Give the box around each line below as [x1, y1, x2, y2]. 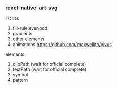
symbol [12, 72, 28, 78]
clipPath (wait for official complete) [12, 61, 86, 67]
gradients [12, 31, 33, 37]
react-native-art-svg [5, 4, 58, 11]
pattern [12, 77, 28, 83]
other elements [12, 36, 45, 42]
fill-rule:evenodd [12, 25, 48, 31]
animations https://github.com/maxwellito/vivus [12, 41, 112, 48]
